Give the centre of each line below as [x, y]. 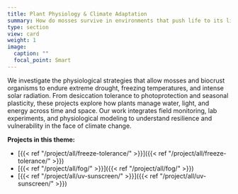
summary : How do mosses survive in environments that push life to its [115, 21]
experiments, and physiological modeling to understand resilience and [110, 118]
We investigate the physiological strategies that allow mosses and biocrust [116, 80]
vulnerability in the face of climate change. [70, 126]
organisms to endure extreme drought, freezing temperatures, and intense [116, 88]
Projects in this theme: [41, 139]
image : [17, 47]
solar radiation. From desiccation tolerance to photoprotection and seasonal [118, 95]
